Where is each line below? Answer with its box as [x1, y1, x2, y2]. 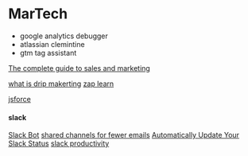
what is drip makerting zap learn [8, 79, 114, 88]
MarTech [8, 5, 68, 23]
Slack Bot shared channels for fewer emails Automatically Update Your [8, 131, 240, 140]
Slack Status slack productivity [8, 138, 110, 148]
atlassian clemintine [19, 39, 85, 49]
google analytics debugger [19, 31, 109, 41]
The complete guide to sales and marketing [8, 63, 151, 72]
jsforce [8, 94, 32, 103]
